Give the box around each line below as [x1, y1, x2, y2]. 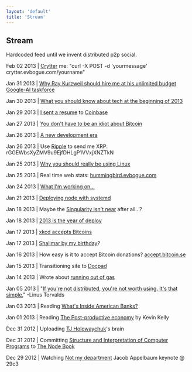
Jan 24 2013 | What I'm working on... [6, 183, 95, 190]
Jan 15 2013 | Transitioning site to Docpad [6, 263, 107, 270]
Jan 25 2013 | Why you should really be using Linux [6, 160, 131, 167]
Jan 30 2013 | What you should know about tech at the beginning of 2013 [6, 98, 183, 105]
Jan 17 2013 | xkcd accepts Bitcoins [6, 229, 92, 236]
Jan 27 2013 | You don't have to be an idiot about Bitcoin [6, 120, 142, 128]
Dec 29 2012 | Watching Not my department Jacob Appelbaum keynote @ [6, 354, 185, 361]
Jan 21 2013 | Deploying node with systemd [6, 194, 111, 202]
